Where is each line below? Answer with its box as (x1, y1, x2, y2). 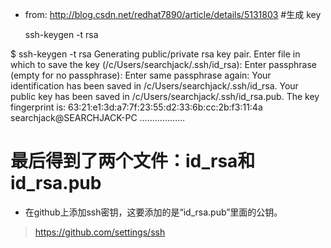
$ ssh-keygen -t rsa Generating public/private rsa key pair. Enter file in (10, 48, 301, 60)
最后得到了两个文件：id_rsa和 (10, 150, 256, 173)
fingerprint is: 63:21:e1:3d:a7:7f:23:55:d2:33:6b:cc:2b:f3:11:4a (10, 101, 263, 113)
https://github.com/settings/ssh (34, 226, 166, 238)
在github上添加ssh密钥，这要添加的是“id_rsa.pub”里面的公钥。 (24, 206, 283, 218)
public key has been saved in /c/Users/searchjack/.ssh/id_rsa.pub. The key (10, 91, 320, 102)
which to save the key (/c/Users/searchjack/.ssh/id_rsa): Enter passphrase (10, 59, 317, 70)
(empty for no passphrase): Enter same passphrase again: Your (10, 69, 272, 81)
